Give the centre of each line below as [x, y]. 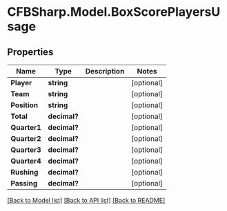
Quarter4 [26, 161]
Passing [24, 183]
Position [24, 105]
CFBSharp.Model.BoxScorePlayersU [114, 12]
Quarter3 [26, 150]
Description [105, 71]
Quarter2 [26, 138]
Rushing [24, 172]
